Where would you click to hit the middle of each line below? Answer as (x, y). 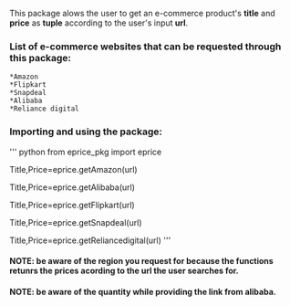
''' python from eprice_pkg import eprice (86, 152)
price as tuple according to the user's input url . (99, 23)
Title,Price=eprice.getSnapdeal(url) (76, 222)
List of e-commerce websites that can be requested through (145, 47)
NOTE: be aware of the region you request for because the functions (141, 261)
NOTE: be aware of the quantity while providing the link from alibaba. (143, 291)
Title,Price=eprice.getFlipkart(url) (72, 205)
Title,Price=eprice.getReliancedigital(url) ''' (90, 240)
